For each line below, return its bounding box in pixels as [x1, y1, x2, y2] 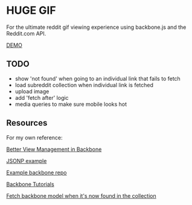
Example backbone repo [6, 169, 68, 176]
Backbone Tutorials [6, 180, 54, 188]
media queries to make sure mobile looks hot [14, 100, 127, 108]
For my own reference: [6, 133, 63, 141]
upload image [14, 88, 50, 95]
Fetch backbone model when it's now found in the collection [6, 192, 157, 199]
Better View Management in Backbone [6, 145, 102, 153]
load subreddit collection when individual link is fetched [14, 81, 154, 88]
